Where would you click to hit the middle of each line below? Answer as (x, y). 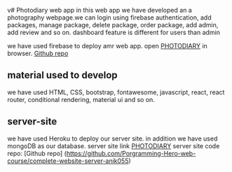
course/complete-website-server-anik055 (68, 161)
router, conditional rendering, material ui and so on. (81, 99)
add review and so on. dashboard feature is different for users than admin (114, 32)
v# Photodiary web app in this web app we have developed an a (100, 10)
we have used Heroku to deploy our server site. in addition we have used (112, 138)
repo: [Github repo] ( (37, 153)
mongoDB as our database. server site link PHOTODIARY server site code (114, 145)
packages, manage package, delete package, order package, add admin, (113, 25)
